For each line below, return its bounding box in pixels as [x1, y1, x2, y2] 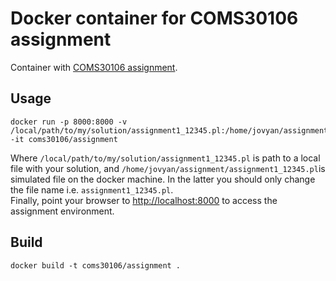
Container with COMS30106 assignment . [10, 61, 178, 73]
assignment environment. [10, 205, 115, 217]
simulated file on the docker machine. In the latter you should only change [10, 173, 316, 185]
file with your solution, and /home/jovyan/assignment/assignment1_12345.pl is [10, 162, 326, 174]
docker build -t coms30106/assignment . [10, 260, 182, 271]
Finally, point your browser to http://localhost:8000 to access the [10, 194, 278, 206]
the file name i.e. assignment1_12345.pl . [10, 183, 174, 196]
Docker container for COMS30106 [10, 7, 299, 30]
